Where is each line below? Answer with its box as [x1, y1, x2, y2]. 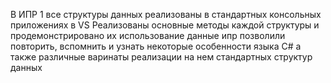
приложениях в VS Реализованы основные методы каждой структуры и [10, 19, 320, 31]
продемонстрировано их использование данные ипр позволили [10, 30, 286, 41]
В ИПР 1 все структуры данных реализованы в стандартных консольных [10, 9, 322, 20]
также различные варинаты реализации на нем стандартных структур [10, 51, 313, 63]
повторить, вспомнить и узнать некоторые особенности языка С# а [10, 40, 302, 52]
